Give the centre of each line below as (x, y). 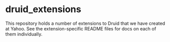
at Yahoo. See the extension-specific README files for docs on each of (81, 28)
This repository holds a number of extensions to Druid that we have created (85, 23)
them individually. (24, 34)
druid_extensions (43, 9)
